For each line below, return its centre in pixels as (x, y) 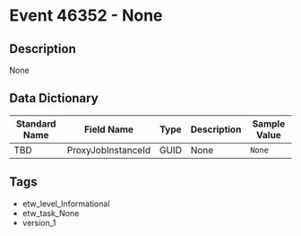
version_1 (39, 223)
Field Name (109, 129)
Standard (36, 124)
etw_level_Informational (66, 204)
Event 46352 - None (86, 16)
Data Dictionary (54, 98)
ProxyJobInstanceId (108, 150)
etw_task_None (51, 213)
